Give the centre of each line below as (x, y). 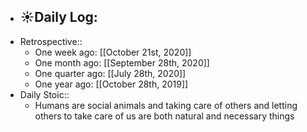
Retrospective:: (51, 41)
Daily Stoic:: (44, 94)
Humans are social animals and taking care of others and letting (166, 105)
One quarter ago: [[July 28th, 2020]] (110, 73)
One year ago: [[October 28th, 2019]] (111, 84)
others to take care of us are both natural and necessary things (164, 116)
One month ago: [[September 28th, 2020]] (122, 62)
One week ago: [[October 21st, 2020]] (113, 52)
